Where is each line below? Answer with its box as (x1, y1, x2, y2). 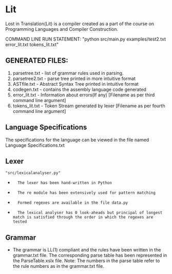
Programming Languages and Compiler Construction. (5, 26, 118, 32)
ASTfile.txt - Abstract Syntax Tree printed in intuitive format (12, 81, 139, 87)
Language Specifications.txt (5, 142, 65, 148)
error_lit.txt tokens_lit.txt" (5, 41, 59, 47)
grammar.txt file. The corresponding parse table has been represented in (12, 252, 167, 259)
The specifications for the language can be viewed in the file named (5, 136, 149, 143)
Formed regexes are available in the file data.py (17, 200, 128, 206)
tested (12, 219, 27, 224)
